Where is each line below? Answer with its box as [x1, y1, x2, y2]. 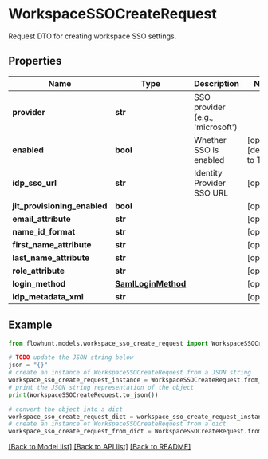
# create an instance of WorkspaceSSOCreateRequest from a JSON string [8, 369, 251, 377]
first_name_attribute [12, 239, 92, 250]
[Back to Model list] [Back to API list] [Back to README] [8, 442, 191, 452]
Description [194, 77, 239, 89]
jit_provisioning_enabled [12, 200, 108, 212]
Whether [194, 134, 227, 145]
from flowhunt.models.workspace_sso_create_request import [8, 339, 209, 347]
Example [8, 319, 53, 332]
